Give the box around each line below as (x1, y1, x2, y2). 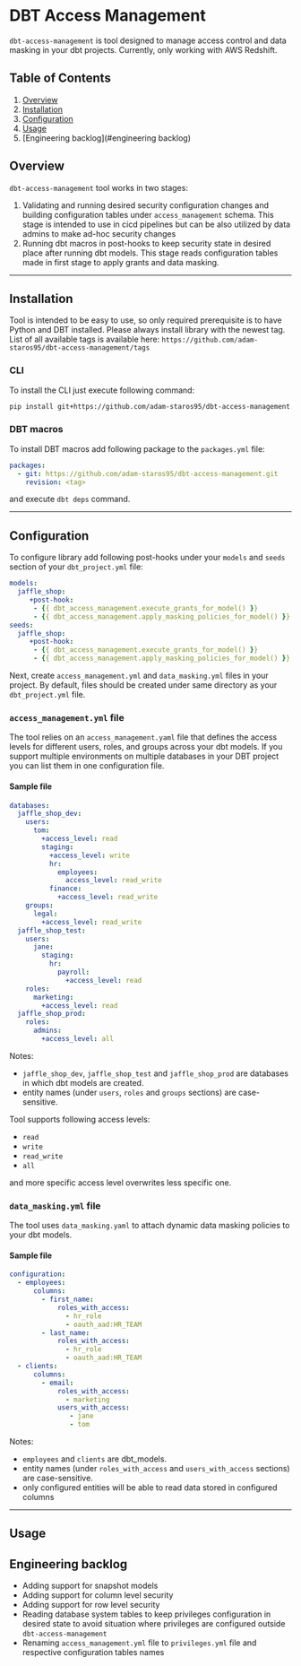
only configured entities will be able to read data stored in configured (21, 1482, 278, 1493)
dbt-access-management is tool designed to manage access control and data (9, 35, 287, 46)
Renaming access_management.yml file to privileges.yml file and (21, 1637, 257, 1648)
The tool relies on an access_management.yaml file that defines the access (9, 732, 278, 742)
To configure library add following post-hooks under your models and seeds (9, 552, 286, 563)
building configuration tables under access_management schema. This (21, 209, 275, 220)
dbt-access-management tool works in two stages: (9, 182, 188, 193)
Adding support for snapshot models (21, 1580, 159, 1592)
